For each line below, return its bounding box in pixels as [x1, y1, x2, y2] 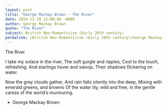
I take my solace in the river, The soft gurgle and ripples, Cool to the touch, [5, 58, 159, 64]
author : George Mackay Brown [5, 21, 66, 26]
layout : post [5, 7, 32, 12]
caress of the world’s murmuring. [5, 89, 73, 95]
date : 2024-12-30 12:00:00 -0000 [5, 16, 75, 21]
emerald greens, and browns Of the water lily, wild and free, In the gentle [5, 84, 156, 90]
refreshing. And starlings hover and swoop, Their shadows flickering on [5, 63, 153, 70]
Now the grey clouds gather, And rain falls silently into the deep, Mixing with [5, 78, 162, 85]
